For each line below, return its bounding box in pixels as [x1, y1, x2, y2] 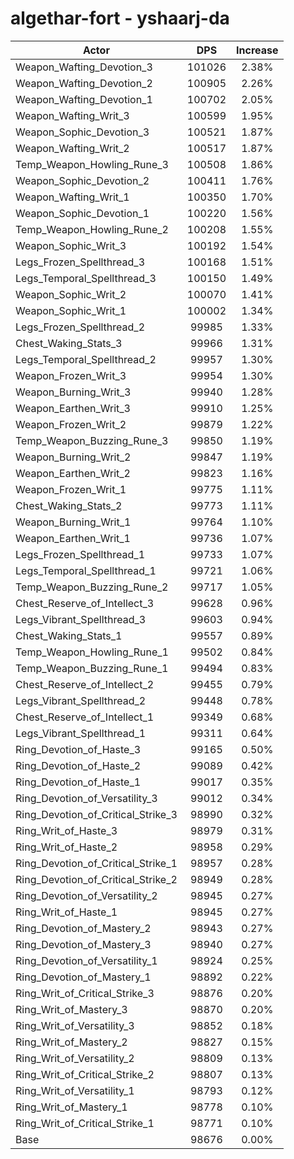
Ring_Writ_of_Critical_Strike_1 [15, 1116, 155, 1130]
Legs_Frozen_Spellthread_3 [15, 255, 146, 269]
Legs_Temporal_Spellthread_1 [15, 563, 157, 577]
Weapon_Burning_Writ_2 [15, 450, 132, 464]
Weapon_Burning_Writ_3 [15, 385, 132, 399]
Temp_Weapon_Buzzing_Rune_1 [15, 661, 169, 675]
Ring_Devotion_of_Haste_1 [15, 775, 142, 789]
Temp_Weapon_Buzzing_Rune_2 [15, 580, 169, 594]
